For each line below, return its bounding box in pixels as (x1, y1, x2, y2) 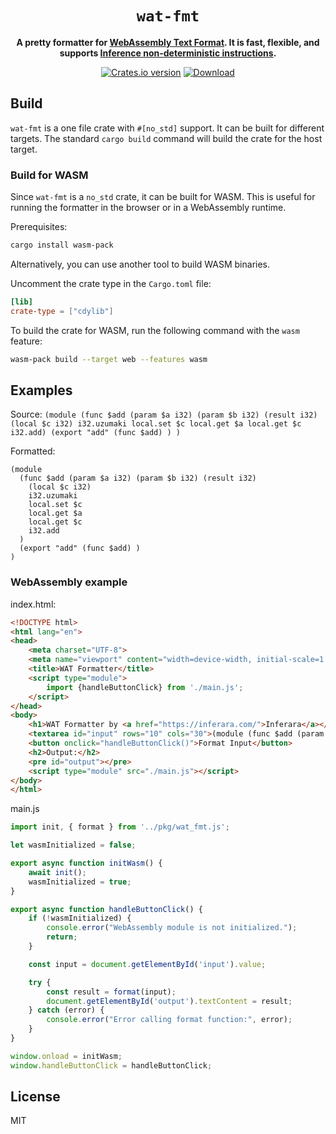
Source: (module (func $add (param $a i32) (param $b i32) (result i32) (10, 408, 318, 421)
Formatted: (10, 445, 56, 457)
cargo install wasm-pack (10, 240, 114, 251)
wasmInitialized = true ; (28, 877, 132, 887)
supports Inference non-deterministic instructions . (59, 47, 277, 59)
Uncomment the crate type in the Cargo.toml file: (10, 277, 212, 289)
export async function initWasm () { (10, 858, 163, 869)
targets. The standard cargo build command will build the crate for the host (10, 132, 323, 144)
